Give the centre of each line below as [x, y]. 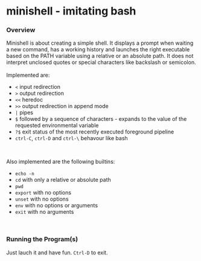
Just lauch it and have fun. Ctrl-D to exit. [57, 253]
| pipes [24, 112]
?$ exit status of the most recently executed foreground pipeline [94, 132]
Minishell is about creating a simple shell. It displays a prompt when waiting [100, 43]
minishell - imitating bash [71, 11]
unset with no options [42, 199]
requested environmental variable [57, 126]
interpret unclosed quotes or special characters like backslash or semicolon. [101, 62]
